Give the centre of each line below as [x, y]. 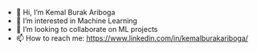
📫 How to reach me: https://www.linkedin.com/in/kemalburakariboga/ [132, 38]
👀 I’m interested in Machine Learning [77, 21]
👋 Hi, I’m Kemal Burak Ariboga [65, 12]
